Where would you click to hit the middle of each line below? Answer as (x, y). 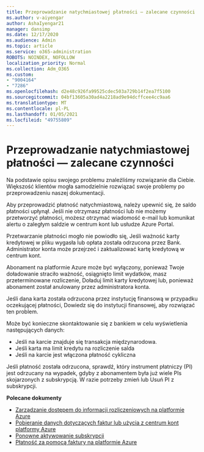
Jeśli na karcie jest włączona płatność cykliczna (75, 355)
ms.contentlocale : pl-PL (38, 108)
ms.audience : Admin (31, 40)
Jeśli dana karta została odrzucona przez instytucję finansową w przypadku (102, 299)
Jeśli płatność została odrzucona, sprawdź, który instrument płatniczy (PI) (100, 366)
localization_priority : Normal (46, 63)
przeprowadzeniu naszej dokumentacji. (56, 193)
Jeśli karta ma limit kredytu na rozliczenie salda (75, 348)
